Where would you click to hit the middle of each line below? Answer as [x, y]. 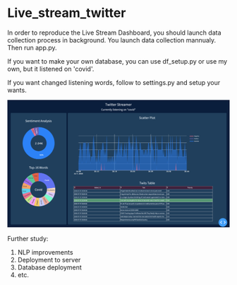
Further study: [28, 238]
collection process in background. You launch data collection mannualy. [112, 40]
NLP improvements [45, 252]
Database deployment [50, 267]
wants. [17, 90]
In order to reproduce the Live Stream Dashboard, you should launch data [114, 33]
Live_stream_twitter [67, 13]
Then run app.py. [32, 47]
